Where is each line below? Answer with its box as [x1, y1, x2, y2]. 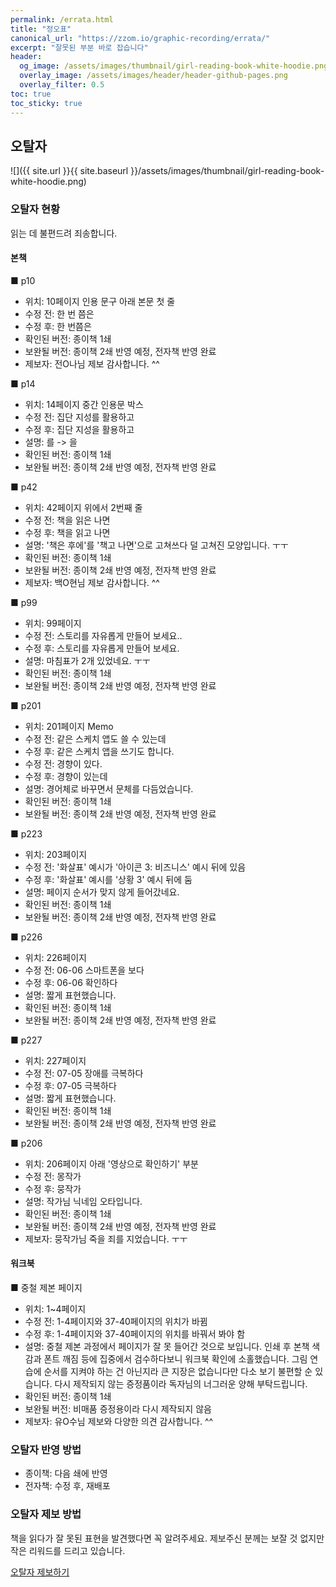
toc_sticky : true [10, 98, 83, 108]
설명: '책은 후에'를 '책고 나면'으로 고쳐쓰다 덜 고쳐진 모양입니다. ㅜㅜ [24, 539, 289, 551]
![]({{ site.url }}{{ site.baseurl [10, 165, 129, 177]
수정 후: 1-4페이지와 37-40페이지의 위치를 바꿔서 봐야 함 [24, 1328, 246, 1340]
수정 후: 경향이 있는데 [24, 770, 108, 782]
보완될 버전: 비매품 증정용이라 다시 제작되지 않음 [24, 1403, 212, 1415]
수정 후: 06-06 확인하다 [24, 976, 118, 988]
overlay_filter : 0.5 [19, 80, 105, 90]
